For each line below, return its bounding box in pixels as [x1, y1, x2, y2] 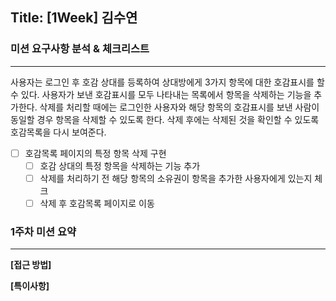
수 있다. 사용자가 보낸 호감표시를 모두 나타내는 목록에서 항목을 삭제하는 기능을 [10, 88, 312, 100]
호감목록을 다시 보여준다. [10, 126, 107, 138]
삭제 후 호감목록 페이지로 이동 [39, 197, 155, 209]
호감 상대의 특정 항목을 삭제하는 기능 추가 [39, 159, 201, 172]
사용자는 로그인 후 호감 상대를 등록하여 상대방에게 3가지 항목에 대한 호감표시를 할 [10, 76, 325, 88]
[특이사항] [10, 280, 50, 292]
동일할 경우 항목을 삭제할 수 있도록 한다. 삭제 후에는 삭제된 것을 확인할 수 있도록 [10, 113, 320, 125]
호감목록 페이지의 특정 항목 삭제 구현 [24, 147, 167, 159]
